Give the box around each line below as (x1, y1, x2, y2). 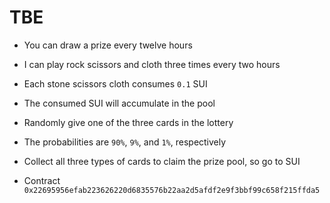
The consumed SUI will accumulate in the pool (23, 97, 216, 109)
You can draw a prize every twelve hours (23, 39, 193, 51)
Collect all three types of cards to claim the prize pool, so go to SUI (23, 155, 301, 167)
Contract (23, 174, 61, 186)
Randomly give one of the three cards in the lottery (23, 116, 234, 128)
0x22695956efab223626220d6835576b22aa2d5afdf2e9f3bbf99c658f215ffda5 (23, 185, 321, 195)
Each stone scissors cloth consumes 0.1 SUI (23, 77, 208, 90)
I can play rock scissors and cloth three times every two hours (23, 58, 281, 70)
